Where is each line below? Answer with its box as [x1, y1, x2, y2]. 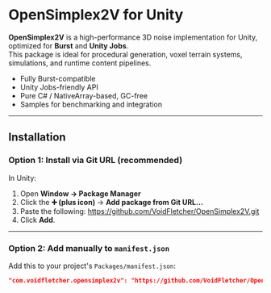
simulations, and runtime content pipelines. [8, 58, 152, 68]
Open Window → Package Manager [19, 188, 141, 199]
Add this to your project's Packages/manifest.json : [8, 261, 176, 270]
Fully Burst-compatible [19, 73, 96, 83]
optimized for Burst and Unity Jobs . [8, 40, 129, 50]
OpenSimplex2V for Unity [8, 6, 184, 24]
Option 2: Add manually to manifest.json [8, 242, 170, 253]
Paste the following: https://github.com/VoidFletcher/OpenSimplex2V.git [19, 206, 260, 216]
